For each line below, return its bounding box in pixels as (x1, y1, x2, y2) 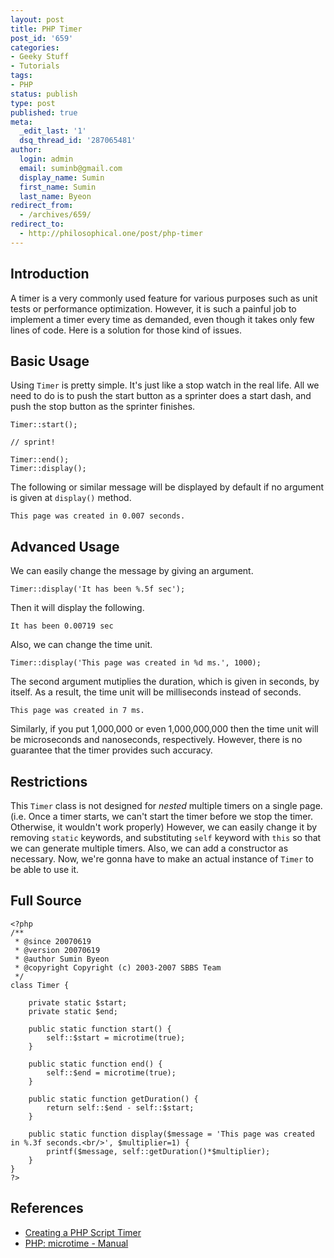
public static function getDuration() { (28, 1094, 199, 1104)
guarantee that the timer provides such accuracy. (10, 744, 213, 756)
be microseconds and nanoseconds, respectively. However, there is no (10, 734, 303, 746)
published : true (10, 107, 78, 118)
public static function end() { (28, 1059, 163, 1069)
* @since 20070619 (14, 936, 92, 946)
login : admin (19, 154, 74, 164)
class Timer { (10, 980, 70, 990)
